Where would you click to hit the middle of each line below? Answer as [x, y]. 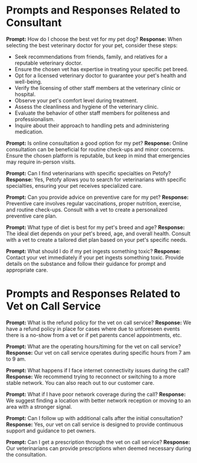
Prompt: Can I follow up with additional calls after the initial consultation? [95, 418]
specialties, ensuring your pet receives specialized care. [74, 185]
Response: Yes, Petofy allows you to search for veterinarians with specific [96, 179]
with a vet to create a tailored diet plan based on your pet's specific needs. [97, 239]
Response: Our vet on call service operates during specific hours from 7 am [98, 352]
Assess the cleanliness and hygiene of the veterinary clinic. [86, 106]
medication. [29, 131]
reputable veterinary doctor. [49, 63]
